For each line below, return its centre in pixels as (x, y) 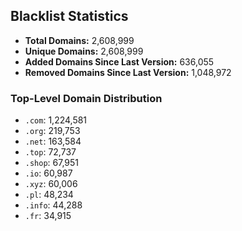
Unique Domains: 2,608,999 (84, 51)
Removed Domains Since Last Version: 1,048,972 (128, 72)
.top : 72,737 (50, 152)
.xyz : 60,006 (51, 184)
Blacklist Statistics (69, 16)
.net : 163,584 (53, 141)
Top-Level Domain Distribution (86, 98)
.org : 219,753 (52, 131)
